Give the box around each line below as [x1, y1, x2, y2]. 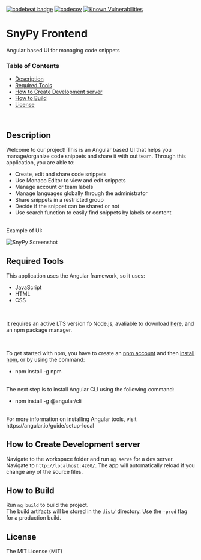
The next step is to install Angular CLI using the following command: [6, 385, 175, 393]
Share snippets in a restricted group [14, 196, 104, 204]
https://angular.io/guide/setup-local [6, 422, 94, 429]
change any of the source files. [6, 468, 83, 475]
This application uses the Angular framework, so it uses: [6, 272, 145, 279]
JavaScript [14, 284, 42, 291]
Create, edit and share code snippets [14, 170, 107, 178]
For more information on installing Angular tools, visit [6, 415, 137, 423]
